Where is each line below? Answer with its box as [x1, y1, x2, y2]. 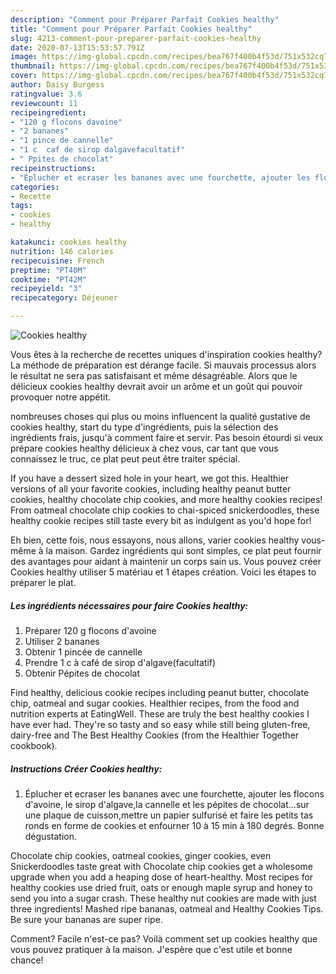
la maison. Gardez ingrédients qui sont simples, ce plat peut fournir [45, 545, 322, 556]
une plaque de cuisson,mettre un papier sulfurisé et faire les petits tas [24, 809, 314, 821]
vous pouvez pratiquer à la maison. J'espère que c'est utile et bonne [10, 943, 293, 955]
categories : [10, 182, 60, 192]
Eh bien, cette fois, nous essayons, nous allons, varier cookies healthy [10, 534, 300, 546]
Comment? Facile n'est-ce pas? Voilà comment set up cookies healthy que [10, 932, 318, 945]
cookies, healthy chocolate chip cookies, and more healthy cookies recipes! [10, 494, 323, 505]
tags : [10, 201, 33, 211]
